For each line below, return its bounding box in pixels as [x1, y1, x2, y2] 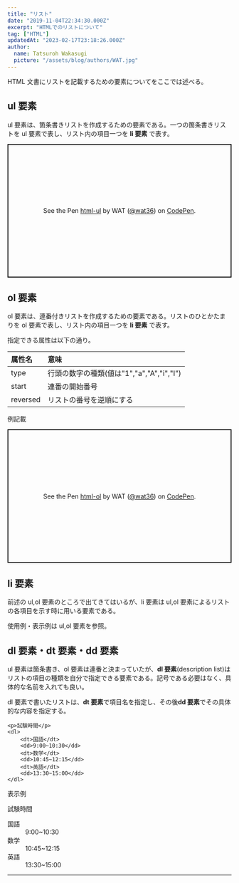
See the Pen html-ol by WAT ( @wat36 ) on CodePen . [43, 492, 196, 501]
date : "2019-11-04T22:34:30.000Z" [7, 17, 110, 24]
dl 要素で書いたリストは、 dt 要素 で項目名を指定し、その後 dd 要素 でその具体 [7, 698, 231, 706]
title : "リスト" [7, 10, 53, 18]
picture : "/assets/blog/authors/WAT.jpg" [14, 57, 139, 64]
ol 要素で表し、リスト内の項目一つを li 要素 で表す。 [21, 321, 174, 330]
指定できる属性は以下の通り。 [7, 336, 95, 345]
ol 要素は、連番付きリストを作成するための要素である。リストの [7, 312, 196, 320]
